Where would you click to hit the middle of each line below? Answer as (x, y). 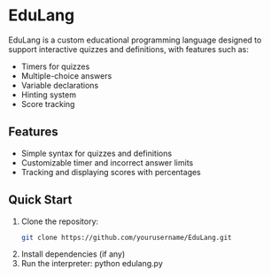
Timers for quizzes (55, 66)
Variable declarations (60, 85)
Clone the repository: (60, 221)
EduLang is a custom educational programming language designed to (135, 40)
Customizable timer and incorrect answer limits (107, 162)
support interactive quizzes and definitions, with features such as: (128, 49)
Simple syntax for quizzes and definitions (97, 153)
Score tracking (48, 104)
